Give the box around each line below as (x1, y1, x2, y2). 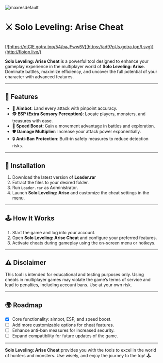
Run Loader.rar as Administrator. (12, 185, 78, 190)
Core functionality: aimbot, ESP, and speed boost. (12, 316, 112, 322)
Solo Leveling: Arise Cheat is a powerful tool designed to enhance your (5, 58, 149, 64)
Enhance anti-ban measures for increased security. (12, 327, 115, 333)
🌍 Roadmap (5, 301, 43, 310)
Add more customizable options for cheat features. (12, 322, 114, 328)
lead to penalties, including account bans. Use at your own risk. (5, 282, 132, 288)
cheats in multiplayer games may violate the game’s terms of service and (5, 277, 151, 282)
